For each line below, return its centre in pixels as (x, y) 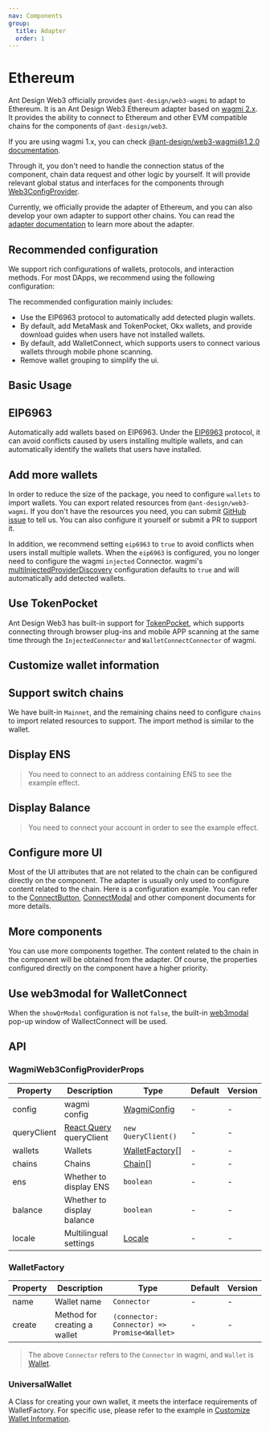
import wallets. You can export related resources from (98, 503)
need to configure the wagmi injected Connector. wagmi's (106, 562)
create (25, 1325)
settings (79, 1243)
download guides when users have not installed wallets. (112, 334)
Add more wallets (53, 475)
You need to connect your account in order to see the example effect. (143, 827)
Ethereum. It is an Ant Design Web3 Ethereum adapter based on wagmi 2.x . (133, 109)
